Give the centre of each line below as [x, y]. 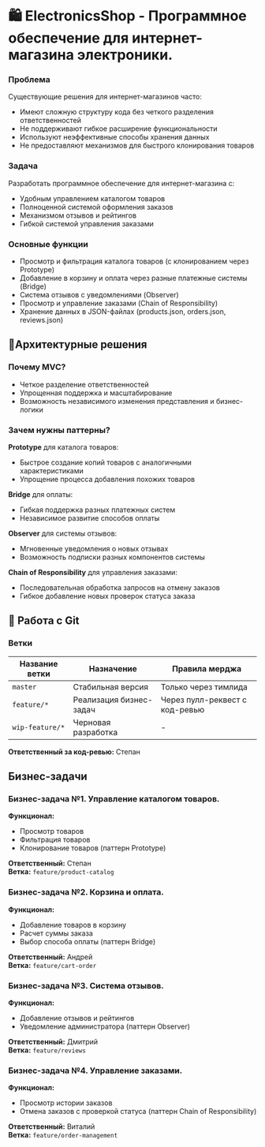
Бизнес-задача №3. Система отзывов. [86, 985]
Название [39, 663]
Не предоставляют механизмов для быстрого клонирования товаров [137, 146]
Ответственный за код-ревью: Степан [74, 752]
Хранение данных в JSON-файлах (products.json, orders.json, [123, 312]
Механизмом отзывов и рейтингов [78, 215]
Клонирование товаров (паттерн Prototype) [93, 848]
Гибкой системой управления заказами [86, 223]
